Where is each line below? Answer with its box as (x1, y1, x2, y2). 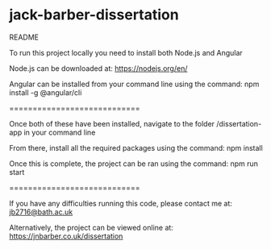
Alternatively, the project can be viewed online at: (9, 222, 174, 232)
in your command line (23, 127, 96, 137)
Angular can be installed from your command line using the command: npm (9, 79, 260, 89)
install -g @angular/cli (9, 87, 82, 98)
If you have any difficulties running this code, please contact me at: (9, 198, 233, 208)
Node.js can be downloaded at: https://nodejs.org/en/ (9, 63, 188, 73)
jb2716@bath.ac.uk (9, 207, 73, 217)
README (9, 32, 40, 42)
